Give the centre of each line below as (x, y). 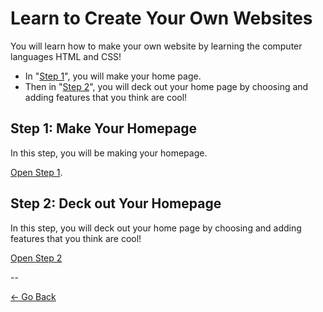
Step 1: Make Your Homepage (104, 128)
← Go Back (33, 296)
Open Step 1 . (36, 172)
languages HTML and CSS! (66, 56)
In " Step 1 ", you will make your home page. (113, 76)
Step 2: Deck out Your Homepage (116, 203)
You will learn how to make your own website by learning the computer (156, 46)
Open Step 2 (36, 258)
